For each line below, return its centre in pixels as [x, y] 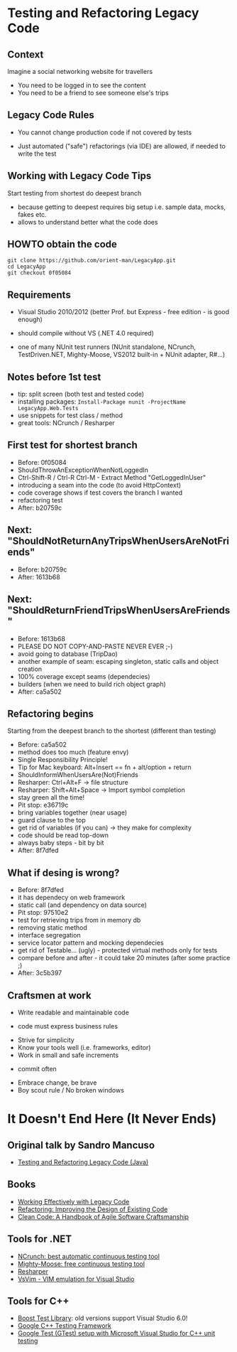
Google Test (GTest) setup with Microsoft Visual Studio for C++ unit [116, 1334]
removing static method [52, 928]
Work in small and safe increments [68, 1055]
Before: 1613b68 [42, 638]
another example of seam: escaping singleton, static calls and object [118, 661]
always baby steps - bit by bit [61, 843]
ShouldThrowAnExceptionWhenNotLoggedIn [83, 470]
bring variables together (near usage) [72, 812]
